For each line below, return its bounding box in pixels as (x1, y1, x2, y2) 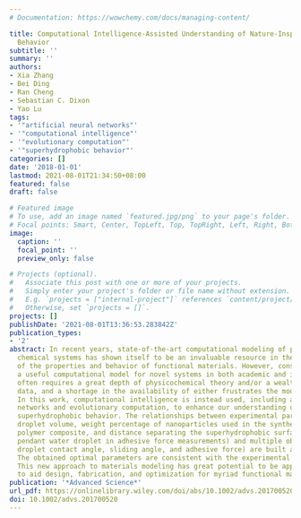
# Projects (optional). (9, 270, 99, 279)
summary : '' (9, 55, 54, 64)
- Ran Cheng (9, 87, 54, 97)
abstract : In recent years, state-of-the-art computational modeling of (9, 345, 287, 354)
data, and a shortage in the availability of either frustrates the (17, 386, 279, 395)
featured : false (9, 179, 70, 188)
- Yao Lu (9, 104, 42, 113)
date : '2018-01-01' (9, 162, 82, 171)
